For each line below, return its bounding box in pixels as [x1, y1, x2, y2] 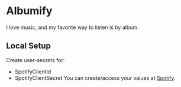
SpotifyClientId [14, 68, 51, 75]
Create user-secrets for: [6, 56, 65, 63]
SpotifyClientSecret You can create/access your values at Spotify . [14, 74, 176, 81]
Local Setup [6, 41, 51, 51]
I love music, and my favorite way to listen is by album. [6, 24, 139, 31]
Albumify [6, 4, 53, 18]
